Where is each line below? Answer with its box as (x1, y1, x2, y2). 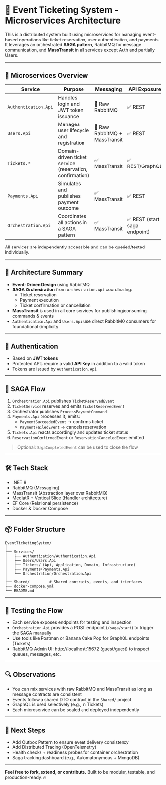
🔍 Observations (5, 670, 56, 679)
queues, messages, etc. (12, 651, 61, 657)
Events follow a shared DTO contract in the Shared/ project (12, 697, 132, 702)
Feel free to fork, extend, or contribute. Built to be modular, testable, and (5, 769, 155, 775)
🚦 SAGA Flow (5, 385, 46, 393)
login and (58, 100, 80, 107)
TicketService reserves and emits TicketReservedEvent (12, 403, 125, 409)
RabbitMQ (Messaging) (12, 485, 60, 491)
